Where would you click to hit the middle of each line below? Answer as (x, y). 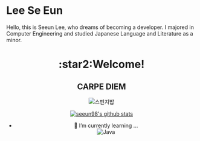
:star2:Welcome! (102, 64)
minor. (14, 40)
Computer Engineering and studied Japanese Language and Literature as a (100, 33)
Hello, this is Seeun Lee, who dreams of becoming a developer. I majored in (100, 27)
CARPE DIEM (102, 86)
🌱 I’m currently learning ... (106, 125)
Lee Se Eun (35, 11)
